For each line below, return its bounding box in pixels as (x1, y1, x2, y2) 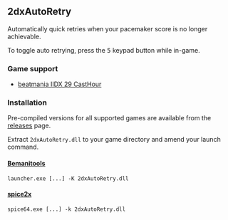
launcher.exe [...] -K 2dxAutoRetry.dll (7, 174, 130, 182)
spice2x (7, 190, 32, 199)
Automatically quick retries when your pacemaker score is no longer (7, 24, 208, 33)
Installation (7, 98, 48, 108)
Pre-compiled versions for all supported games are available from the (7, 114, 212, 122)
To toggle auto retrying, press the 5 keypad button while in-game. (7, 46, 201, 54)
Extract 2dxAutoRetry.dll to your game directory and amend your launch (7, 135, 221, 144)
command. (7, 142, 39, 152)
